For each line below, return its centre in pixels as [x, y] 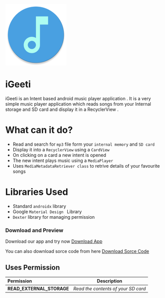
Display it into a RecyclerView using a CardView [61, 149]
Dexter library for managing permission [54, 217]
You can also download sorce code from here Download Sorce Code [77, 251]
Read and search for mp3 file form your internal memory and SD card [84, 144]
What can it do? [39, 130]
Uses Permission [33, 267]
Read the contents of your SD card [109, 288]
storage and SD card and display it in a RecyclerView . [62, 109]
